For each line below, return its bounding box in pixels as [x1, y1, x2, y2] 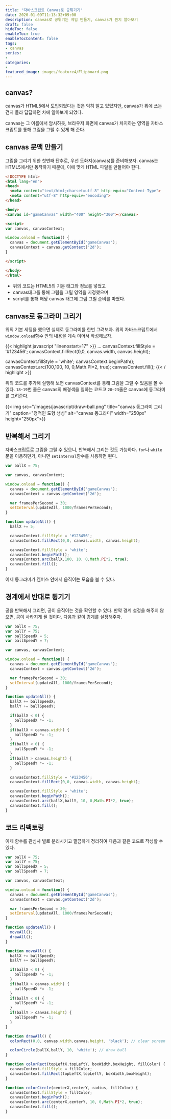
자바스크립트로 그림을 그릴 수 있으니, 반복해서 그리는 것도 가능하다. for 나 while [5, 446, 162, 453]
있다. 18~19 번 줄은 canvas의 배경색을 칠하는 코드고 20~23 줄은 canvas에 [5, 386, 148, 393]
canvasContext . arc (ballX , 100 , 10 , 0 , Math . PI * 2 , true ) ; [10, 557, 129, 562]
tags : [5, 41, 17, 46]
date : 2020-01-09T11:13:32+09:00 [5, 12, 77, 17]
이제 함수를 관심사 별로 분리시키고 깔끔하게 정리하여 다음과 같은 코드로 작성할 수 [5, 838, 163, 844]
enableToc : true [5, 31, 40, 36]
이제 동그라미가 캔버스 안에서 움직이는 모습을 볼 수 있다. [5, 576, 116, 582]
